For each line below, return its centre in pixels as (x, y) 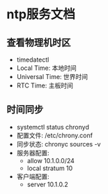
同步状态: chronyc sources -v (59, 144)
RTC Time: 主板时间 (45, 85)
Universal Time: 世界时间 (52, 77)
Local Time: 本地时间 (47, 68)
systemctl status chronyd (53, 127)
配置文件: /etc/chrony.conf (55, 135)
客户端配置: (33, 176)
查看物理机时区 (39, 42)
